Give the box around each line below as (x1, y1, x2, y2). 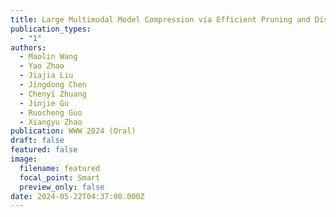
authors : (10, 42, 47, 53)
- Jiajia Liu (19, 71, 74, 81)
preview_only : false (19, 182, 105, 192)
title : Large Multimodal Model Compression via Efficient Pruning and (10, 14, 311, 25)
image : (10, 154, 38, 164)
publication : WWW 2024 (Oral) (10, 126, 137, 136)
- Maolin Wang (19, 52, 78, 62)
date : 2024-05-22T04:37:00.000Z (10, 191, 145, 201)
